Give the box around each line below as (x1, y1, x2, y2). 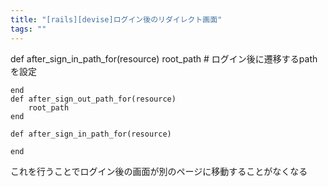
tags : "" (10, 24, 47, 34)
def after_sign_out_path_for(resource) (10, 94, 177, 104)
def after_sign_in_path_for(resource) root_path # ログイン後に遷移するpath (10, 52, 318, 65)
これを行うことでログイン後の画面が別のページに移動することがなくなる (10, 165, 308, 177)
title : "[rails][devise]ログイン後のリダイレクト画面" (10, 14, 223, 25)
